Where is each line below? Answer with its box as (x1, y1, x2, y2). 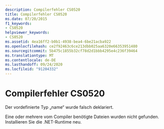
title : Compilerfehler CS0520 (5, 12, 67, 17)
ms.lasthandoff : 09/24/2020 (5, 62, 63, 67)
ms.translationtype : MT (5, 53, 54, 58)
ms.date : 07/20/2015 (5, 16, 48, 21)
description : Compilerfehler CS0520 (5, 7, 80, 12)
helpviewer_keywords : (5, 30, 50, 35)
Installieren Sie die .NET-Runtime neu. (5, 119, 82, 125)
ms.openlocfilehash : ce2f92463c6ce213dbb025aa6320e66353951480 (5, 44, 138, 49)
